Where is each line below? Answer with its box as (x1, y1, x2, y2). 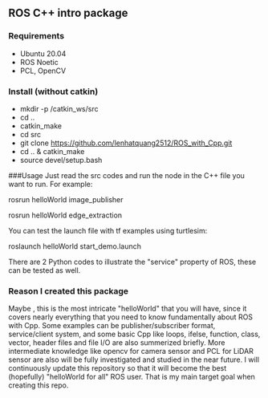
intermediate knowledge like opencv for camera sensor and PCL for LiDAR (8, 347, 254, 356)
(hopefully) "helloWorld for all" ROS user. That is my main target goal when (8, 372, 255, 382)
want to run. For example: (8, 179, 93, 189)
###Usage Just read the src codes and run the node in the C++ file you (8, 170, 245, 180)
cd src (19, 129, 42, 139)
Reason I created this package (8, 285, 129, 296)
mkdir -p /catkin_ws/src (19, 104, 99, 113)
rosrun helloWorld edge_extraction (8, 210, 123, 220)
